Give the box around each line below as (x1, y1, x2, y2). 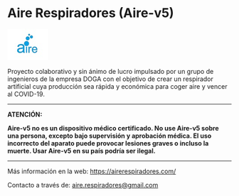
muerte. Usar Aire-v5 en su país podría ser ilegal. (7, 146, 156, 155)
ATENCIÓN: (7, 110, 43, 119)
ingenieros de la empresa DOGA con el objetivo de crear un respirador (7, 75, 213, 83)
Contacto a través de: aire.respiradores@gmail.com (7, 180, 159, 189)
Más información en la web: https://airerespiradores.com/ (7, 167, 176, 175)
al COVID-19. (7, 89, 45, 98)
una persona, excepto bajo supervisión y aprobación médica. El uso (7, 131, 212, 140)
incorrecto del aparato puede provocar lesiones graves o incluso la (7, 138, 209, 147)
